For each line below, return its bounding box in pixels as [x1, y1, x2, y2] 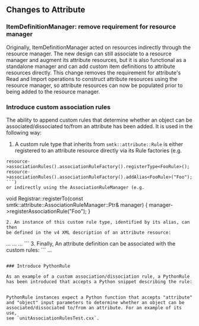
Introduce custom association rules [6, 103, 111, 111]
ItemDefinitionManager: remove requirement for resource [6, 23, 176, 31]
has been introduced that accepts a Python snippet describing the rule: [6, 278, 193, 285]
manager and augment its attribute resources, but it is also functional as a [6, 56, 187, 63]
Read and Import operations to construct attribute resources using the [6, 75, 178, 82]
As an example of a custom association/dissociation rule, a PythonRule [6, 274, 190, 280]
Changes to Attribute [6, 5, 86, 15]
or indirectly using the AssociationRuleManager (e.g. [6, 184, 145, 190]
